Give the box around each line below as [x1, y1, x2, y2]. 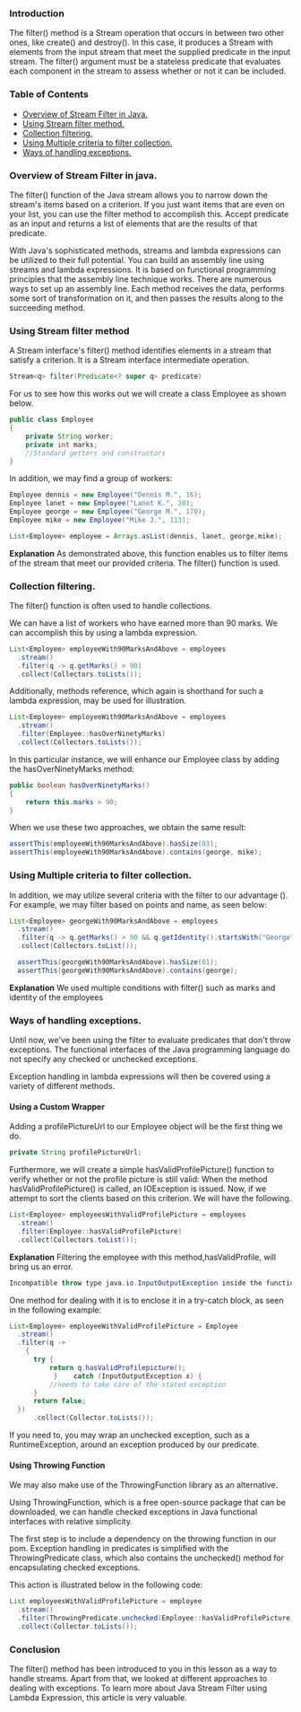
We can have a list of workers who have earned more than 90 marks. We [9, 618, 278, 628]
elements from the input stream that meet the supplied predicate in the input [9, 47, 291, 57]
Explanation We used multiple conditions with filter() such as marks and [9, 982, 276, 993]
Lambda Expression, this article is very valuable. [9, 1692, 188, 1703]
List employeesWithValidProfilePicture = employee [9, 1597, 202, 1606]
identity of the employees [9, 991, 104, 1003]
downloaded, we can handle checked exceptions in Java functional [9, 1506, 258, 1517]
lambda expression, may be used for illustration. [9, 695, 186, 707]
